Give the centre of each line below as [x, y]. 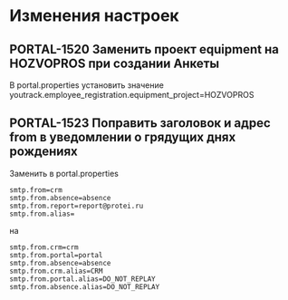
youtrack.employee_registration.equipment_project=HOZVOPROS [132, 95]
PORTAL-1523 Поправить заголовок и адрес [140, 123]
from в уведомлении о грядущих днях [123, 137]
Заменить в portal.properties [64, 173]
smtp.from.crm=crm [44, 247]
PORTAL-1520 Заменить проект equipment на [144, 49]
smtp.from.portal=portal [56, 255]
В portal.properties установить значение [87, 85]
